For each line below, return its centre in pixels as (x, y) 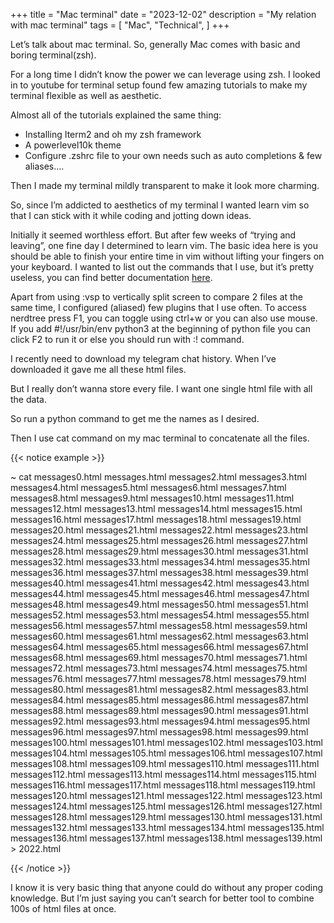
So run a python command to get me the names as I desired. (135, 418)
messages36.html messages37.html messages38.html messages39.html (159, 572)
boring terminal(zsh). (53, 55)
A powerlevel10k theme (73, 145)
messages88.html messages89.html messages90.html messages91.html (159, 710)
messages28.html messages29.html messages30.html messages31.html (159, 551)
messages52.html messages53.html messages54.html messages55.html (160, 615)
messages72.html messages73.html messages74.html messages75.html (159, 668)
